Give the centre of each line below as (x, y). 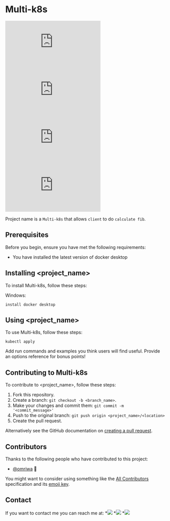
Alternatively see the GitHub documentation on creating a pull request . (79, 431)
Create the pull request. (37, 421)
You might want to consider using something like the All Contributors (77, 479)
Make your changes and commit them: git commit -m (68, 405)
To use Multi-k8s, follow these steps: (44, 333)
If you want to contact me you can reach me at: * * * (65, 513)
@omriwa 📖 (25, 469)
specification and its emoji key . (38, 484)
